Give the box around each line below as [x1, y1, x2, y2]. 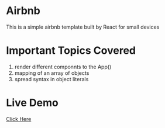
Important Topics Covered [6, 44, 136, 57]
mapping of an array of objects [14, 69, 90, 77]
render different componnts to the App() [14, 63, 112, 70]
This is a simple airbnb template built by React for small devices [6, 23, 160, 30]
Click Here [6, 115, 32, 122]
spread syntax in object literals [14, 75, 89, 82]
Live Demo [6, 96, 59, 109]
